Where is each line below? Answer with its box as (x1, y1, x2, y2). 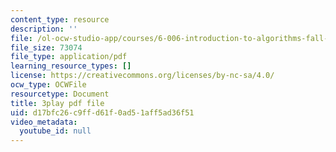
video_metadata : (10, 117, 78, 127)
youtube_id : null (19, 126, 92, 136)
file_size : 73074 (10, 42, 83, 53)
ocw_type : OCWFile (10, 80, 87, 90)
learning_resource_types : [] (10, 61, 132, 71)
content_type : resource (10, 14, 110, 25)
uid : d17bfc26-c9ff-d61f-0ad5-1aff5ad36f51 (10, 107, 195, 118)
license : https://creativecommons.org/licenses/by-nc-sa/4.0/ (10, 71, 275, 81)
